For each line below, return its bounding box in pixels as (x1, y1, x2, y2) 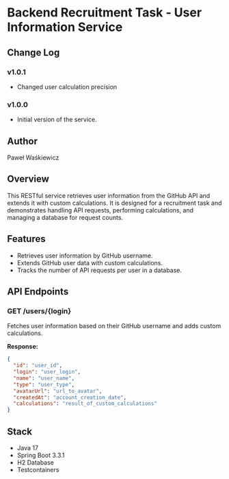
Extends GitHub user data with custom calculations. (16, 258, 163, 267)
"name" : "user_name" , (13, 375, 75, 382)
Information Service (7, 19, 123, 35)
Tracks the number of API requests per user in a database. (16, 266, 183, 274)
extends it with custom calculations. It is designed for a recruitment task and (7, 199, 222, 207)
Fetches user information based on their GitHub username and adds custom (7, 322, 221, 330)
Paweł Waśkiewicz (7, 153, 59, 162)
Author (7, 135, 38, 147)
